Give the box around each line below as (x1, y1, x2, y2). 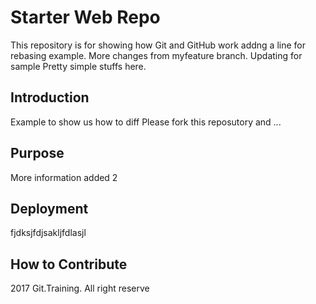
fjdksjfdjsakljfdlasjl (10, 227, 87, 239)
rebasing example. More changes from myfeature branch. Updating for (10, 49, 303, 61)
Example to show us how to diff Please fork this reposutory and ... (10, 116, 282, 128)
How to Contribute (10, 256, 128, 273)
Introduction (10, 89, 90, 106)
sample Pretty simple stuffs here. (10, 60, 147, 72)
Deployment (10, 200, 89, 217)
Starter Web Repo (10, 6, 161, 29)
